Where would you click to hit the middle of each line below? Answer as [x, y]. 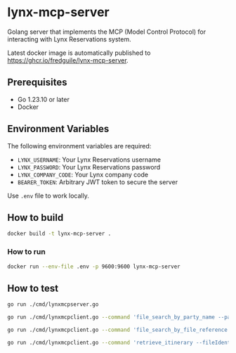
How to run [26, 252]
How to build [35, 218]
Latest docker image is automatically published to [79, 53]
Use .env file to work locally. [48, 195]
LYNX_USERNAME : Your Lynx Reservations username [89, 160]
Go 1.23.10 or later [44, 99]
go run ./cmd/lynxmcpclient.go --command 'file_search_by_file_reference [118, 330]
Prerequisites [37, 83]
